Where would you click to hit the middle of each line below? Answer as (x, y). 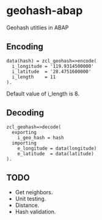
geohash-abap (45, 11)
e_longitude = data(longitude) (57, 148)
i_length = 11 (34, 77)
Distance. (27, 205)
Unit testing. (31, 199)
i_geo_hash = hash (41, 137)
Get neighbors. (34, 193)
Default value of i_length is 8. (43, 94)
